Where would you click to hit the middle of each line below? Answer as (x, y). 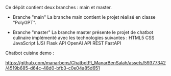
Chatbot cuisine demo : (30, 53)
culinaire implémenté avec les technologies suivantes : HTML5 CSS (83, 38)
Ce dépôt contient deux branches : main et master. (59, 7)
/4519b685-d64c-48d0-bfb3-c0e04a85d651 (53, 68)
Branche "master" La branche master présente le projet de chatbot (83, 32)
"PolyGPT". (25, 23)
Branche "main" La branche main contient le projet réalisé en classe (84, 17)
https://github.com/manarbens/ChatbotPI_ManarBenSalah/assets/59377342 (86, 63)
